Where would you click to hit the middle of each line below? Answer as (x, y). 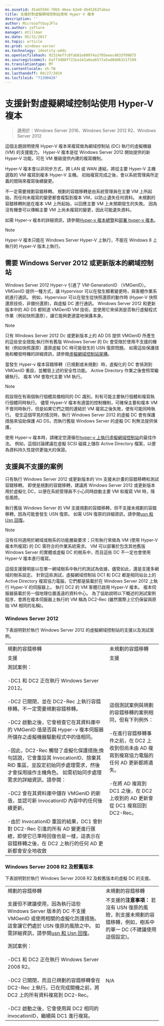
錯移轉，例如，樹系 (128, 922)
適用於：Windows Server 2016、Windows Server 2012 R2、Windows (86, 130)
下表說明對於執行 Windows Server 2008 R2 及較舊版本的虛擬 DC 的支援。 (79, 878)
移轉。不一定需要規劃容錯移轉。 (44, 709)
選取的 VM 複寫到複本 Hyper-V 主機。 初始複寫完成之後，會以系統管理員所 (80, 175)
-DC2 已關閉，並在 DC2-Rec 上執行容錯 (54, 701)
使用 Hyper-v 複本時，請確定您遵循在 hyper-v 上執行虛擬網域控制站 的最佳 (79, 437)
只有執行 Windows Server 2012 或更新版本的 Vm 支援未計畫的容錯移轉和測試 (82, 479)
